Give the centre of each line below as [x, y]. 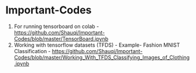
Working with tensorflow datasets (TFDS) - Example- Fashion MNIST [97, 45]
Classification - [32, 51]
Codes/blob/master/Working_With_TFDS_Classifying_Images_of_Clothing [102, 57]
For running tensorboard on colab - [56, 26]
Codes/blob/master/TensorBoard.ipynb [61, 39]
